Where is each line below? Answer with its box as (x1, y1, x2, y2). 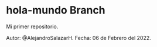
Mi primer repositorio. (6, 23, 59, 30)
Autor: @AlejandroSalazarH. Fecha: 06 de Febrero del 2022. (6, 34, 151, 41)
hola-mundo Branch (6, 4, 105, 17)
